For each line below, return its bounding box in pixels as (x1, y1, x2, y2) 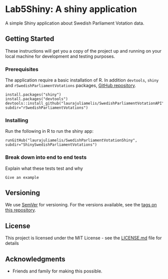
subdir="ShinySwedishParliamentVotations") (5, 142, 97, 147)
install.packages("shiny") (5, 92, 61, 97)
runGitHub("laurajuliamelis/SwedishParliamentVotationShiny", (5, 138, 137, 143)
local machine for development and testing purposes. (5, 53, 115, 59)
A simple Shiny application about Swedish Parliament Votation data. (5, 20, 144, 26)
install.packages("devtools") (5, 97, 68, 102)
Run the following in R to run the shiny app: (5, 128, 94, 134)
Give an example (5, 175, 39, 180)
